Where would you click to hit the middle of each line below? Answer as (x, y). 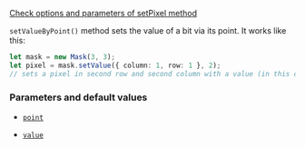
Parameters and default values (79, 97)
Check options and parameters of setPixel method (103, 13)
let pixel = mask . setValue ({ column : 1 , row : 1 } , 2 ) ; (115, 65)
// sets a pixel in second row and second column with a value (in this (150, 74)
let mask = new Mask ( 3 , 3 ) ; (63, 57)
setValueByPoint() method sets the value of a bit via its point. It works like (148, 30)
